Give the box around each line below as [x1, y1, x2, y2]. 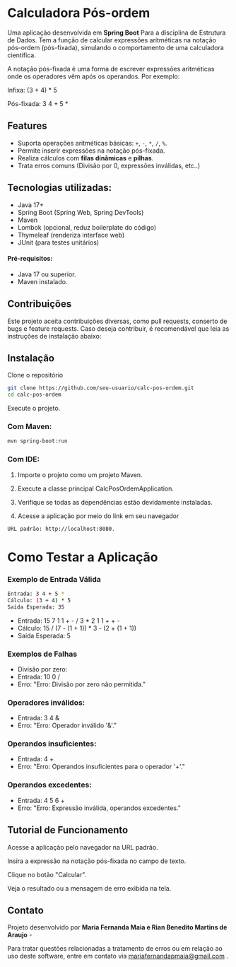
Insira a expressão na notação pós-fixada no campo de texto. [7, 857, 187, 865]
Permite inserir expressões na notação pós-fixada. [17, 146, 165, 155]
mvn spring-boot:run [7, 438, 69, 445]
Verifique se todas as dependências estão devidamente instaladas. [17, 498, 213, 506]
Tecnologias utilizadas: [7, 182, 112, 194]
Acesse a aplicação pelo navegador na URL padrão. [7, 843, 158, 851]
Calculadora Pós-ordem [7, 5, 151, 21]
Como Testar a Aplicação [7, 549, 158, 565]
